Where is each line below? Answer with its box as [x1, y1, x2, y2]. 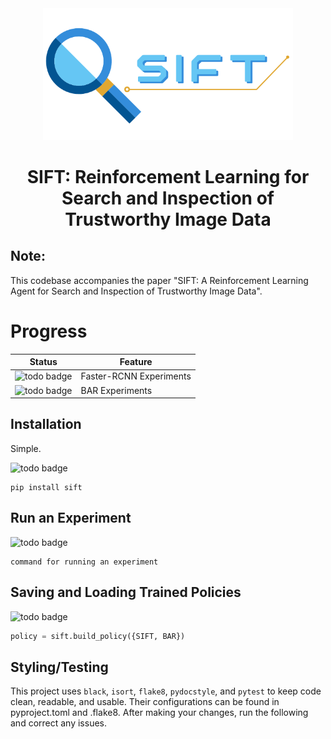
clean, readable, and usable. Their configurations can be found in [10, 696, 280, 708]
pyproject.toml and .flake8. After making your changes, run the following [10, 707, 309, 719]
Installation [10, 416, 82, 433]
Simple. [10, 442, 42, 454]
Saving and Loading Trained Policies [10, 584, 242, 601]
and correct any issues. [10, 717, 108, 729]
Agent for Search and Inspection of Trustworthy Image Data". [10, 285, 263, 297]
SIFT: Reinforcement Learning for [26, 165, 310, 188]
